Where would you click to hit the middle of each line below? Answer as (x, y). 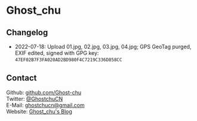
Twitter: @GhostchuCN (35, 98)
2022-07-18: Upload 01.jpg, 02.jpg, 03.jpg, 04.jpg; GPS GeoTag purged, (103, 46)
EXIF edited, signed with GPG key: (57, 53)
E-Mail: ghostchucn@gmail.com (45, 105)
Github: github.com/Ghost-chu (44, 92)
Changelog (27, 32)
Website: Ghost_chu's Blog (39, 111)
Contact (21, 78)
